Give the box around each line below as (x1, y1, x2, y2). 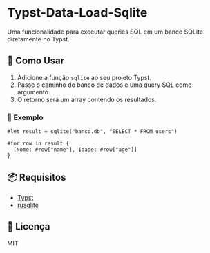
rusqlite (17, 201, 39, 209)
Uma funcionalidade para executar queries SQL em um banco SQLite (7, 28, 204, 36)
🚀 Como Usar (7, 55, 65, 67)
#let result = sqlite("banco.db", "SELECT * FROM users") (7, 128, 178, 135)
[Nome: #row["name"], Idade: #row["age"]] (13, 146, 137, 153)
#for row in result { (7, 140, 70, 148)
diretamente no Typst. (7, 34, 70, 43)
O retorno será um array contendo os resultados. (17, 95, 157, 103)
